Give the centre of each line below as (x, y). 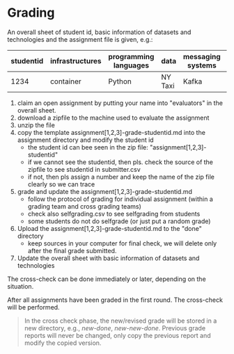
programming (131, 56)
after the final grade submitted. (72, 250)
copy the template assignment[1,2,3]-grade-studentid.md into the (111, 132)
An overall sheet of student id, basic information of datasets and (99, 32)
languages (131, 65)
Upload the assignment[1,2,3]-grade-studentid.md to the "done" (109, 228)
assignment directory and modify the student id (86, 140)
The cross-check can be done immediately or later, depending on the (107, 279)
